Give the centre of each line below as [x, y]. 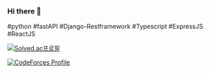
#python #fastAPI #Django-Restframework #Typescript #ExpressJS [105, 27]
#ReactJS [21, 34]
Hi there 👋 [25, 11]
